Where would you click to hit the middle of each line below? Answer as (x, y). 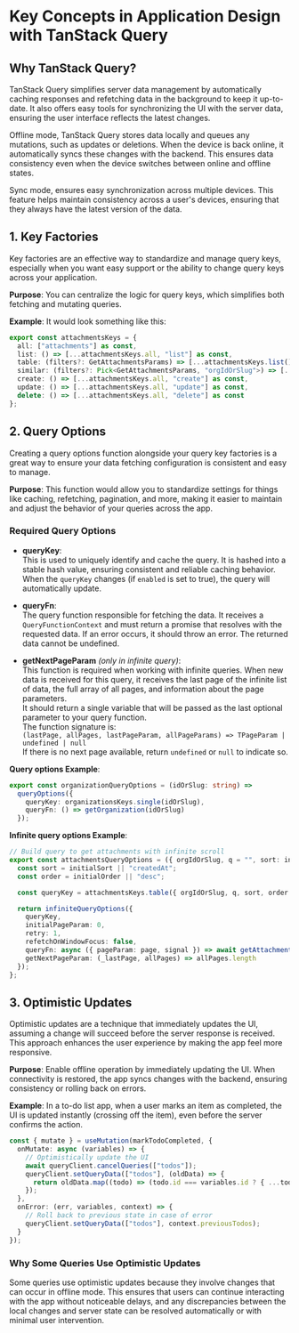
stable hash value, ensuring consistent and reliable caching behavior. (149, 569)
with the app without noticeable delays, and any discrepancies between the (148, 1301)
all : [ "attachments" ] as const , (77, 346)
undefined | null (54, 743)
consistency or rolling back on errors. (78, 1088)
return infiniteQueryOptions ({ (75, 909)
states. (21, 173)
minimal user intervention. (57, 1320)
